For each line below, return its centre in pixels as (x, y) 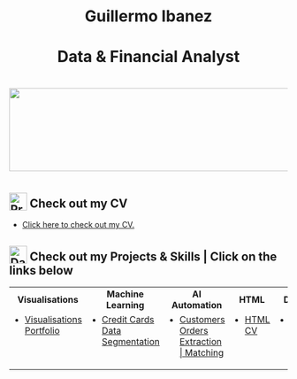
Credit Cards (128, 319)
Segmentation (131, 341)
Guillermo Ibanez (148, 16)
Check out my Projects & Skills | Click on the (153, 256)
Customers (202, 319)
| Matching (202, 352)
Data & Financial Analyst (148, 57)
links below (41, 271)
